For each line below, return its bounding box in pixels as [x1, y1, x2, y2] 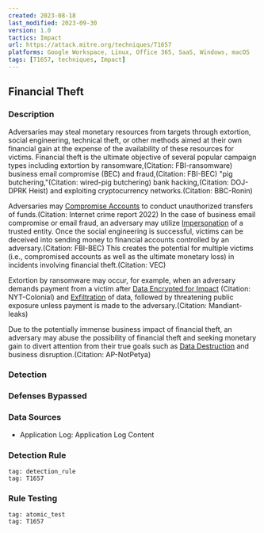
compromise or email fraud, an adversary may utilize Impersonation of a [8, 218, 243, 227]
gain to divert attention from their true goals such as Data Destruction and [8, 341, 250, 351]
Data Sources [8, 412, 62, 423]
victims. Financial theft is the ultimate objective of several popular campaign [8, 152, 257, 162]
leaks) [8, 309, 29, 318]
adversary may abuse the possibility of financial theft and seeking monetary [8, 333, 256, 342]
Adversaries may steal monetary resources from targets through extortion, [8, 127, 251, 136]
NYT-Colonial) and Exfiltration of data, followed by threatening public [8, 292, 234, 302]
